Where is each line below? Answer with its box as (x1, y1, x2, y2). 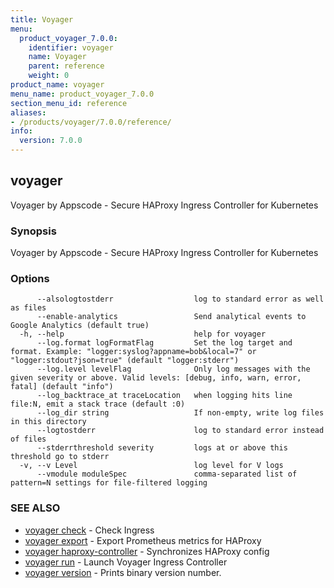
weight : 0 (28, 71, 70, 81)
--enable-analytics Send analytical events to (36, 312, 307, 322)
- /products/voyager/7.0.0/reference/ (10, 117, 172, 127)
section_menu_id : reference (10, 98, 128, 108)
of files (10, 434, 47, 445)
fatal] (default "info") (10, 382, 114, 392)
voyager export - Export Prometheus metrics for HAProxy (24, 534, 262, 546)
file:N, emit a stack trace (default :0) (10, 399, 186, 410)
